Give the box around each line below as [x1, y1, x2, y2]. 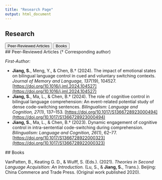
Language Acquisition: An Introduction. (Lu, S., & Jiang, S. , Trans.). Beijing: [5, 164, 156, 170]
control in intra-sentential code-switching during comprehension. [12, 125, 143, 130]
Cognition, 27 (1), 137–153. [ [12, 109, 67, 115]
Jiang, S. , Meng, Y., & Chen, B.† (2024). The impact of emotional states [12, 68, 156, 73]
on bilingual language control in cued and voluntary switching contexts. [12, 73, 156, 79]
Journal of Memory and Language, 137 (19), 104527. [12, 78, 117, 84]
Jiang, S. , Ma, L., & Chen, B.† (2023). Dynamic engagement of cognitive [12, 120, 158, 126]
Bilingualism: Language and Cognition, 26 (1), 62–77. [12, 130, 117, 136]
